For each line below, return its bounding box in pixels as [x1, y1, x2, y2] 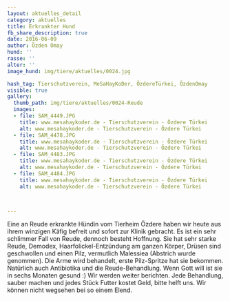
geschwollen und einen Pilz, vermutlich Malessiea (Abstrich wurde [7, 249, 196, 258]
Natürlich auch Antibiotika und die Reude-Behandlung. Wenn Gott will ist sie [7, 264, 222, 273]
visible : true [7, 87, 48, 94]
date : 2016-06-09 [7, 36, 57, 43]
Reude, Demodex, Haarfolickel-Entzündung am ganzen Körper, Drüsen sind [7, 242, 222, 251]
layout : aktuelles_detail [7, 10, 81, 17]
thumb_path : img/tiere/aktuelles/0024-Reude [13, 99, 143, 107]
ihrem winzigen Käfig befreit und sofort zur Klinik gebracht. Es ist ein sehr [7, 227, 217, 235]
